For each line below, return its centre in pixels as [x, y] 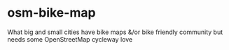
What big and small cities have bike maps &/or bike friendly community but [115, 32]
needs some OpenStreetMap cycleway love [70, 39]
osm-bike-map [51, 13]
